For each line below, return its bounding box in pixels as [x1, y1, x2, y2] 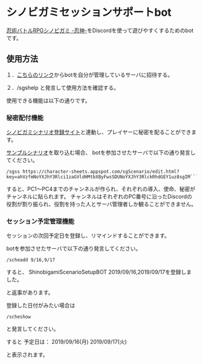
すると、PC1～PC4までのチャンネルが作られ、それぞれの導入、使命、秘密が [6, 186, 196, 193]
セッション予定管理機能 [6, 217, 74, 225]
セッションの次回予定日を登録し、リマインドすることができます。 [6, 232, 170, 240]
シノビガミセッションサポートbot [6, 5, 172, 19]
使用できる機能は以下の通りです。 [6, 96, 91, 104]
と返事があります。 [6, 289, 54, 296]
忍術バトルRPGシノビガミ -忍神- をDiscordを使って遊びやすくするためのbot [6, 27, 194, 34]
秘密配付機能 [6, 113, 44, 122]
